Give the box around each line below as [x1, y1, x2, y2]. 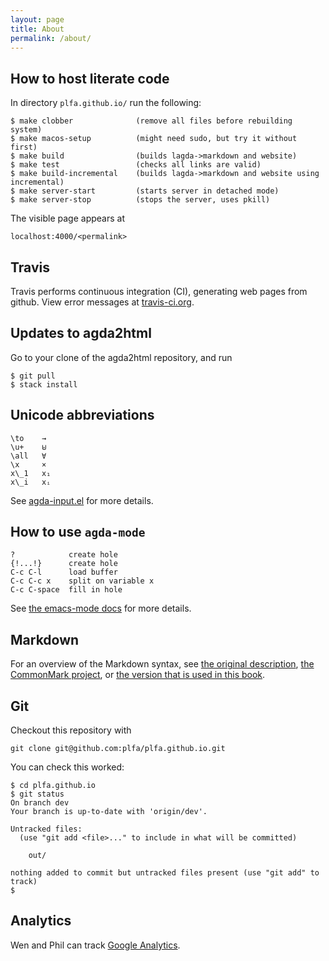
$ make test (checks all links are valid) [10, 160, 262, 170]
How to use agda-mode [10, 524, 146, 541]
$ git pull [10, 371, 56, 381]
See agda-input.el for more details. [10, 494, 154, 506]
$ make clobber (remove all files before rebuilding [10, 116, 293, 126]
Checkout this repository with [10, 724, 132, 736]
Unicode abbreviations [10, 407, 155, 424]
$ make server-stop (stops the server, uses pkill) [10, 195, 271, 205]
